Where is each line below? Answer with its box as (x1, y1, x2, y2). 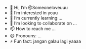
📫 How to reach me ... (9, 26, 56, 31)
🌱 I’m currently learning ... (9, 15, 63, 21)
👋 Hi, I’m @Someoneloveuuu (9, 5, 68, 10)
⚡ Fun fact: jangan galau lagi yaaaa (9, 38, 81, 44)
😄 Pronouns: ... (9, 33, 42, 39)
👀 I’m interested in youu (9, 10, 58, 16)
